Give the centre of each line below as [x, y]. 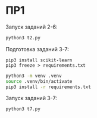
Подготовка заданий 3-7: [37, 49]
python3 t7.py [23, 109]
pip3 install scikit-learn [39, 60]
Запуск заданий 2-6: [32, 27]
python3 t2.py [23, 38]
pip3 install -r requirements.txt [48, 87]
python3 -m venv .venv [34, 76]
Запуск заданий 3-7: [31, 98]
